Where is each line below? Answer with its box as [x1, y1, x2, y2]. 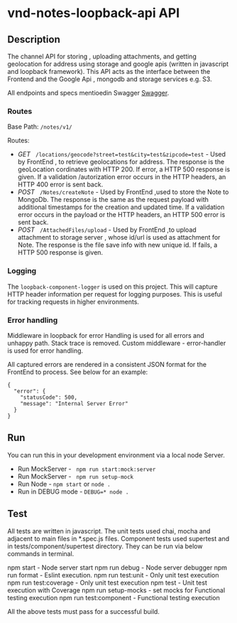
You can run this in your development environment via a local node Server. [7, 450, 225, 459]
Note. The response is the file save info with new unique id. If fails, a [17, 240, 218, 250]
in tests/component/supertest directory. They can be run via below [7, 542, 203, 550]
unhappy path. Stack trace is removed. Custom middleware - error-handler [7, 339, 226, 347]
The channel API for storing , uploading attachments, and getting [7, 52, 197, 60]
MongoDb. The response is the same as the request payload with [17, 196, 209, 204]
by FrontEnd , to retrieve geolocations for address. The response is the [17, 158, 225, 166]
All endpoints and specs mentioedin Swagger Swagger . [7, 89, 170, 97]
